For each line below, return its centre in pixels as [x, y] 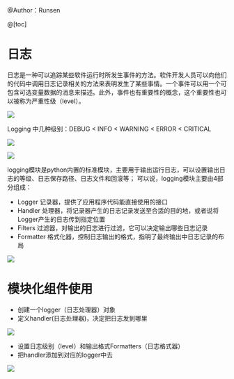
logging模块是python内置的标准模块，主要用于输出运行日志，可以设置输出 [114, 170]
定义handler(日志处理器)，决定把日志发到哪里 [82, 318]
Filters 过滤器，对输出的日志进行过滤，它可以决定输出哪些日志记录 [112, 227]
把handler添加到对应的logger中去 [65, 355]
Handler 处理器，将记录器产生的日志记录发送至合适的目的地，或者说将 [118, 210]
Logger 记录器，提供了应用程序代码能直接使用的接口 [93, 202]
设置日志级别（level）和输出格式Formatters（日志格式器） [101, 346]
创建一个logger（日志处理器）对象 [67, 309]
